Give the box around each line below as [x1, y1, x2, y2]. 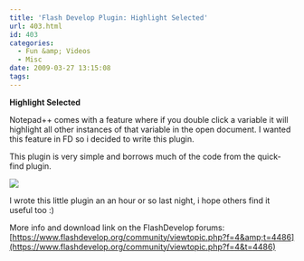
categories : [9, 38, 54, 48]
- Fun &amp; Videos [17, 47, 91, 56]
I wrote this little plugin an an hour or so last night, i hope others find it [9, 195, 271, 206]
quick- [257, 151, 282, 162]
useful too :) [9, 204, 54, 215]
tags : [9, 72, 30, 81]
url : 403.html [9, 22, 63, 31]
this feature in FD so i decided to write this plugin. [9, 133, 195, 144]
